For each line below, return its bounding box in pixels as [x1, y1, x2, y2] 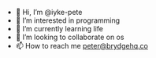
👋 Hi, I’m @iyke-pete [15, 8, 83, 16]
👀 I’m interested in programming [15, 16, 121, 25]
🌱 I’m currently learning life [15, 24, 104, 33]
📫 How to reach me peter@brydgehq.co [15, 42, 148, 50]
